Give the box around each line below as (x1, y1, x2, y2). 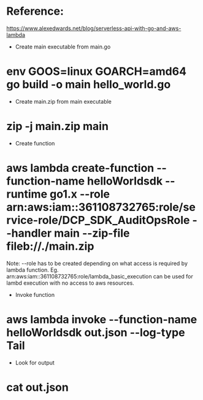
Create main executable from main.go (15, 43, 111, 50)
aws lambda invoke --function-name (6, 312, 197, 326)
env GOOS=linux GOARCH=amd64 (6, 64, 187, 79)
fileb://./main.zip (6, 239, 94, 253)
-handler (6, 226, 52, 240)
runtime (6, 187, 48, 201)
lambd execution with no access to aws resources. (6, 279, 135, 287)
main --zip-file (54, 226, 130, 240)
